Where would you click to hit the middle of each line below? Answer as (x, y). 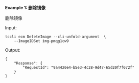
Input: (11, 28)
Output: (13, 50)
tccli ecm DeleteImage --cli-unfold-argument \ (56, 37)
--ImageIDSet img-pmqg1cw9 (41, 41)
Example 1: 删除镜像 (25, 8)
